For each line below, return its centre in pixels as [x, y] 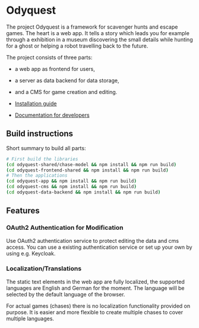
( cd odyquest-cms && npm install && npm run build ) [71, 187]
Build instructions [40, 134]
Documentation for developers [52, 115]
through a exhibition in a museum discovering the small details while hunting [99, 39]
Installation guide [36, 103]
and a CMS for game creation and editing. [66, 92]
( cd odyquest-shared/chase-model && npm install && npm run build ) [91, 164]
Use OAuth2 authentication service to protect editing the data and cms [93, 240]
